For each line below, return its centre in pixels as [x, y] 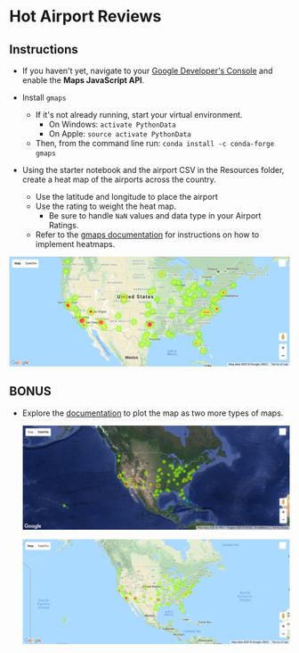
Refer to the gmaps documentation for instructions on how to [147, 235]
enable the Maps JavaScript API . [83, 80]
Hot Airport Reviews [85, 17]
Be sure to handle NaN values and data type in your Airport [155, 215]
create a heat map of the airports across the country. [119, 179]
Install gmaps [44, 97]
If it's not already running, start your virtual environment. [139, 115]
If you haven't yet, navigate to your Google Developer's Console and [147, 70]
